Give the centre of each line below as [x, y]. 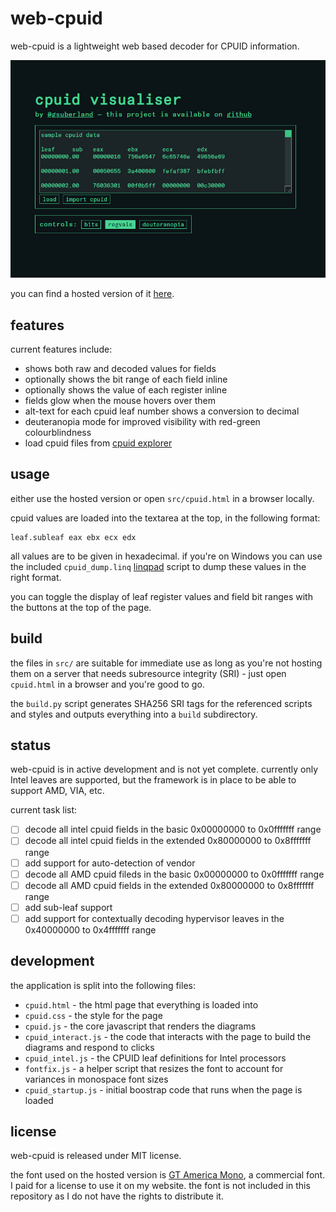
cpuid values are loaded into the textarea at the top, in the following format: [165, 518]
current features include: [61, 349]
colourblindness [58, 432]
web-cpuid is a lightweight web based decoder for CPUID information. [155, 46]
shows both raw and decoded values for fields [120, 368]
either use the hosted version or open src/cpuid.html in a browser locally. [162, 498]
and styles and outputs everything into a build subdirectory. [134, 714]
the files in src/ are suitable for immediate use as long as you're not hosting [166, 663]
